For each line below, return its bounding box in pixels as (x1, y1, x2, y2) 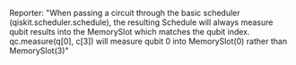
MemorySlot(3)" (9, 45, 69, 56)
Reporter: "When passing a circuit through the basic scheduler (9, 8, 240, 18)
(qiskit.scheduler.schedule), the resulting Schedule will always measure (9, 17, 274, 28)
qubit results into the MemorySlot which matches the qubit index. (9, 27, 250, 37)
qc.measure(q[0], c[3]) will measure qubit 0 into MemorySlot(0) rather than (9, 36, 288, 46)
